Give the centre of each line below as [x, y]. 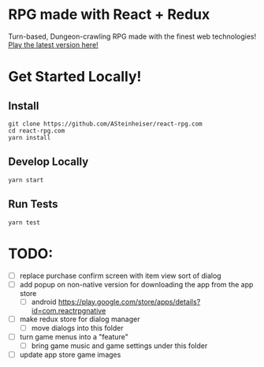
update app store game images [70, 354]
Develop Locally [48, 162]
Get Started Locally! [75, 77]
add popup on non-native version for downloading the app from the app [136, 284]
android [44, 301]
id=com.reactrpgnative [69, 310]
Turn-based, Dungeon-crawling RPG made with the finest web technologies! [132, 36]
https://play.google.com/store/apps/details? [129, 301]
